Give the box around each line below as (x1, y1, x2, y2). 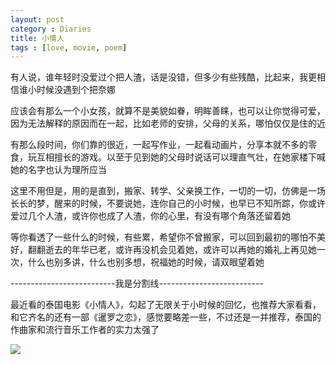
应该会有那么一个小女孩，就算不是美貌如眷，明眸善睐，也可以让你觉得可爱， (10, 105, 326, 117)
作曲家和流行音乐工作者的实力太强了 (10, 324, 160, 336)
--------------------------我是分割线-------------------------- (10, 277, 264, 290)
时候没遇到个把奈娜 (36, 84, 116, 96)
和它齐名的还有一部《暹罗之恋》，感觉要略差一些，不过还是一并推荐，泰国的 (10, 311, 322, 323)
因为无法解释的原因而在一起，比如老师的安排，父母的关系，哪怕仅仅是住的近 (10, 117, 326, 130)
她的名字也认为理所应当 (10, 164, 107, 176)
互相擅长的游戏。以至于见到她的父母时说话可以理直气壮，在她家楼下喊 (36, 151, 326, 163)
